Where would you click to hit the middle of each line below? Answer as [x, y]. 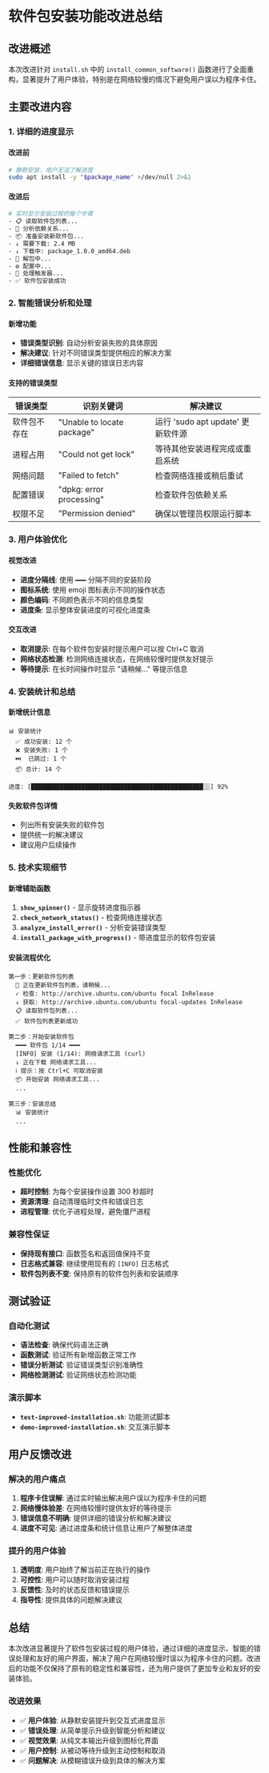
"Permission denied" [97, 513]
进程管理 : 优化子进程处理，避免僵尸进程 [85, 1212]
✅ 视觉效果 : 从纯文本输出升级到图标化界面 [89, 1740]
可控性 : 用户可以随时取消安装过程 [74, 1580]
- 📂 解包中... [30, 258]
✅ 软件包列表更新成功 [47, 1021]
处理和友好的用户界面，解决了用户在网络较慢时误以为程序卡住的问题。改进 [138, 1658]
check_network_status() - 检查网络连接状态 [91, 918]
